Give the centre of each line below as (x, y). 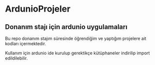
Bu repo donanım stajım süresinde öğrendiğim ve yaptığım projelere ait (76, 38)
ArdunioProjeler (38, 9)
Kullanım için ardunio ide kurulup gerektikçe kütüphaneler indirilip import (77, 53)
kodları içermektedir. (26, 44)
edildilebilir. (17, 58)
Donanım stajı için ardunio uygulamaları (66, 27)
